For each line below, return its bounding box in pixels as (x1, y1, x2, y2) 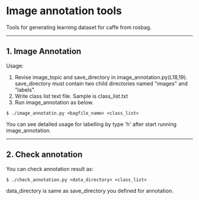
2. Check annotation (6, 150, 83, 160)
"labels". (14, 86, 36, 93)
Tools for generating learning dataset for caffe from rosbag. (6, 24, 152, 31)
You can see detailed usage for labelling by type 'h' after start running (6, 120, 176, 128)
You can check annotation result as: (6, 165, 94, 172)
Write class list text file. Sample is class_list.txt (14, 92, 129, 99)
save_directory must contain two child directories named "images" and (14, 80, 188, 87)
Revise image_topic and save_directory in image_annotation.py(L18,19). (14, 73, 188, 80)
